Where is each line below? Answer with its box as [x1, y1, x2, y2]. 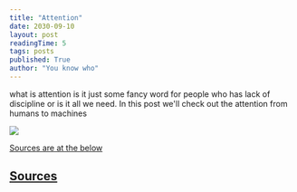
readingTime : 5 [9, 38, 67, 48]
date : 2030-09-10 [9, 22, 75, 31]
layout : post [9, 30, 59, 39]
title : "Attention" [9, 13, 83, 23]
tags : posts [9, 47, 54, 56]
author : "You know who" [9, 64, 100, 73]
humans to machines [9, 108, 88, 119]
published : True [9, 55, 71, 64]
